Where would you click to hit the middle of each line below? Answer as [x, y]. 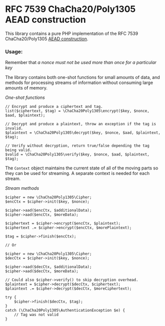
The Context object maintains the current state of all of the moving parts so [82, 168]
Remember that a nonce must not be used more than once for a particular [81, 63]
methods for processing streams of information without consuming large [79, 82]
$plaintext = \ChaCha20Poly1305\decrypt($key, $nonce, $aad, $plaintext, [83, 133]
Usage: [14, 52]
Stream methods [22, 188]
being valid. [19, 150]
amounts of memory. [27, 88]
